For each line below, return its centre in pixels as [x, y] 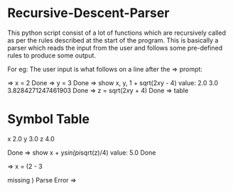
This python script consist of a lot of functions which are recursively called [116, 33]
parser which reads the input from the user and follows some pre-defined [115, 48]
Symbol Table [49, 119]
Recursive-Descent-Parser [88, 13]
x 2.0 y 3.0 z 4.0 [31, 138]
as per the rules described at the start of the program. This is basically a [113, 40]
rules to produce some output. [52, 55]
